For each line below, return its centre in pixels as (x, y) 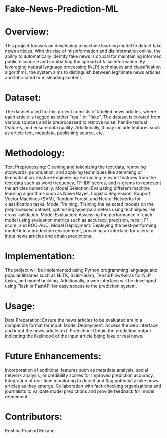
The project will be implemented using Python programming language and (81, 270)
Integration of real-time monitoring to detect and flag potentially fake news (82, 380)
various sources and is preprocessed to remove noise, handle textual (76, 122)
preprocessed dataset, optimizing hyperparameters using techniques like (80, 209)
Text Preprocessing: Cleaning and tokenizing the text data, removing (76, 167)
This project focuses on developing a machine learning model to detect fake (83, 46)
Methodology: (35, 153)
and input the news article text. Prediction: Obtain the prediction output (78, 330)
